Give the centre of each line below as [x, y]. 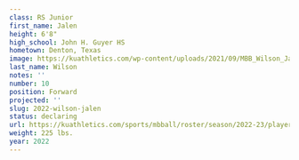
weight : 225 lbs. [41, 133]
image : [21, 59]
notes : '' [28, 76]
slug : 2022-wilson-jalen [55, 108]
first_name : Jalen [43, 26]
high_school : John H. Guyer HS [67, 42]
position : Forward [43, 92]
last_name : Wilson [43, 68]
